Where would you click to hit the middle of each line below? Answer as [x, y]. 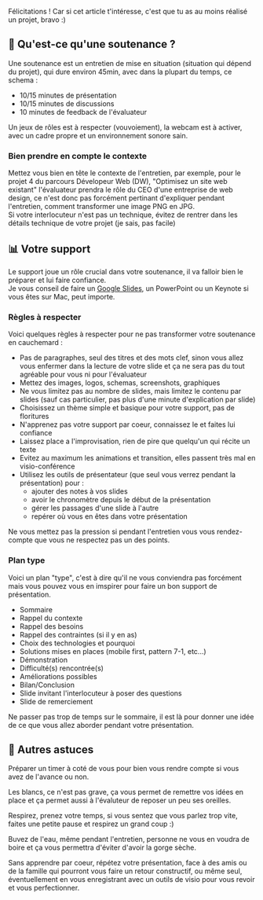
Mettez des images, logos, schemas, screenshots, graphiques [120, 383]
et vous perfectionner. [44, 888]
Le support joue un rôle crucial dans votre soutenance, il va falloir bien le [126, 271]
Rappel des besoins [51, 626]
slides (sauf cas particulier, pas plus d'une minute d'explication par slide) [137, 399]
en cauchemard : [35, 343]
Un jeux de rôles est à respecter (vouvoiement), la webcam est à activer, [125, 127]
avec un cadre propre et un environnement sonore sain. [98, 135]
